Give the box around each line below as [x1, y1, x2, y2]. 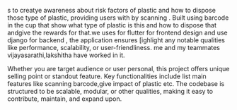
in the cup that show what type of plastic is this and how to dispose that [7, 21, 217, 29]
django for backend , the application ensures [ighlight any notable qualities [7, 36, 225, 44]
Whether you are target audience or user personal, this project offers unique [7, 65, 230, 73]
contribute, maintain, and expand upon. [7, 94, 122, 103]
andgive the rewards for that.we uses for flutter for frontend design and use [7, 28, 228, 37]
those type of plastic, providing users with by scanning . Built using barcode [7, 13, 229, 22]
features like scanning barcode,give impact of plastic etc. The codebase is [7, 80, 225, 87]
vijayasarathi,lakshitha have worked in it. [7, 51, 125, 59]
